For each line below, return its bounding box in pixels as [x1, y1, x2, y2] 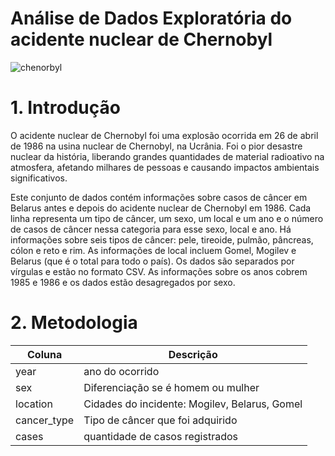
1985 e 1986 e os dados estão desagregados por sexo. [10, 276, 236, 288]
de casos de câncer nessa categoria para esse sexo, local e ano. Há [10, 223, 292, 235]
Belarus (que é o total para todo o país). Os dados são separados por [10, 255, 295, 267]
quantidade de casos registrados [83, 429, 238, 443]
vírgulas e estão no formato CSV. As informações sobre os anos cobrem [10, 265, 308, 277]
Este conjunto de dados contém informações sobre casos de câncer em [10, 191, 308, 203]
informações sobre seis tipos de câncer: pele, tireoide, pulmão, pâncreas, [10, 233, 314, 246]
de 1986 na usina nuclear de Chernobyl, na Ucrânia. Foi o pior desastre [10, 140, 303, 152]
